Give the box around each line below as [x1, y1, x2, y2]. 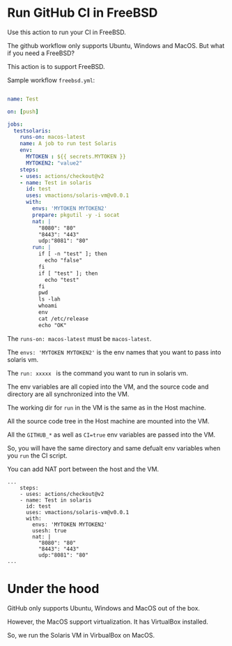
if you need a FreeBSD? [7, 49, 75, 57]
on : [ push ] [7, 108, 39, 115]
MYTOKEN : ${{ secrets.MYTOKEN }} [25, 153, 127, 160]
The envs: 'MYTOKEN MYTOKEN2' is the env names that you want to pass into [7, 347, 222, 356]
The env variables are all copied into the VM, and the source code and [7, 382, 209, 391]
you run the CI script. [7, 451, 68, 460]
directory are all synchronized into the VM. [7, 389, 130, 398]
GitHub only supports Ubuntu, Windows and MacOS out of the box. [7, 603, 201, 612]
